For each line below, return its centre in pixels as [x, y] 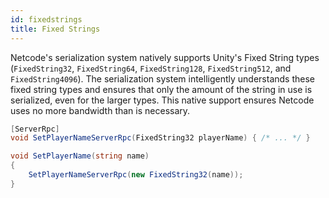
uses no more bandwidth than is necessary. [100, 110]
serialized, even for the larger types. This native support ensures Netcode [162, 100]
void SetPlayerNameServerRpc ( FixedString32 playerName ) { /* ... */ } [160, 138]
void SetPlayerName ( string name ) [80, 156]
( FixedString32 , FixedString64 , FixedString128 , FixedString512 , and [151, 68]
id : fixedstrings [46, 19]
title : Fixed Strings [55, 29]
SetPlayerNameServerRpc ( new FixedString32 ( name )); [136, 175]
